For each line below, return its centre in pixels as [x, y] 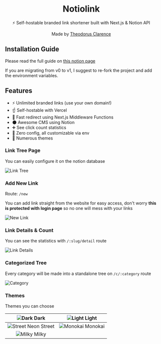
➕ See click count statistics [39, 127]
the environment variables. [32, 75]
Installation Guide [32, 49]
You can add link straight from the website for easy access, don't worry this [81, 203]
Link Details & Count [29, 230]
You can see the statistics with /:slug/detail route [56, 241]
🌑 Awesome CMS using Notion [43, 122]
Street [48, 327]
